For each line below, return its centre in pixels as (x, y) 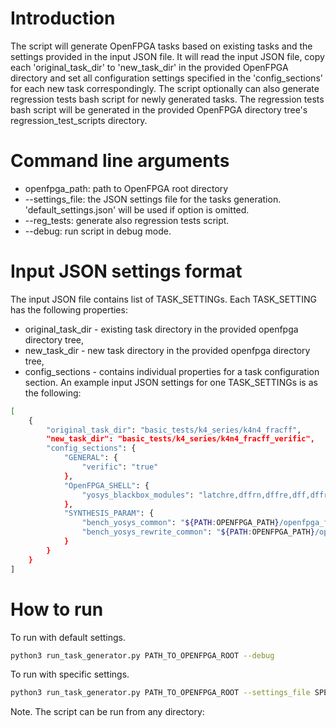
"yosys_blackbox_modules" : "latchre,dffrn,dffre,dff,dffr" (207, 495)
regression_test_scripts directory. (79, 120)
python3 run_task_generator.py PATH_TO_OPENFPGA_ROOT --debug (142, 655)
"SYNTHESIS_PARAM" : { (109, 513)
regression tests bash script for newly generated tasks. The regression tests (167, 99)
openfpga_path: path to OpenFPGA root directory (126, 188)
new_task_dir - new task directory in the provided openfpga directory (167, 350)
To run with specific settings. (70, 674)
